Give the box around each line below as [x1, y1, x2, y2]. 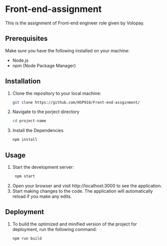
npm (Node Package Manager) [12, 62, 76, 68]
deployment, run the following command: [12, 226, 97, 232]
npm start [14, 174, 35, 179]
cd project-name [12, 119, 46, 123]
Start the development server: [12, 164, 74, 170]
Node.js [12, 57, 29, 63]
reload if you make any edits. [12, 193, 72, 199]
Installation [5, 77, 41, 86]
